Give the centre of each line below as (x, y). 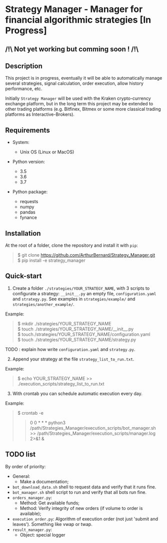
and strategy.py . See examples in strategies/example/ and (74, 299)
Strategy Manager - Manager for (74, 9)
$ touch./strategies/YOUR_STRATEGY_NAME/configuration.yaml (84, 334)
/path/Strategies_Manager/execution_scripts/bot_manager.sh (93, 428)
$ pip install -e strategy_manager (51, 260)
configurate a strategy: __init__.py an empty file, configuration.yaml (84, 293)
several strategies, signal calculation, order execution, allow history (74, 83)
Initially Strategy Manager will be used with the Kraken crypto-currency (78, 98)
